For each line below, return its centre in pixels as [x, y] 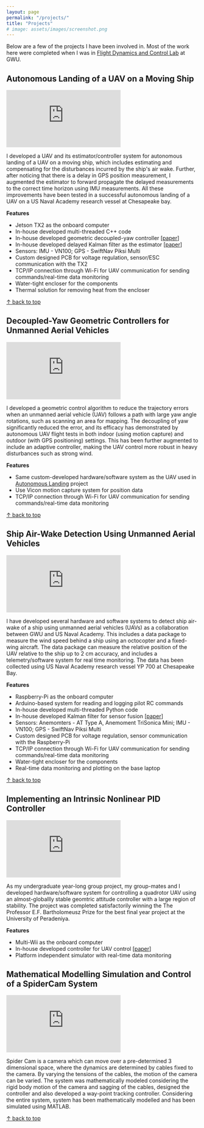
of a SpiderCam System [52, 983]
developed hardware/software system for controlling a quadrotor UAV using [101, 892]
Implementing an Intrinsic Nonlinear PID [83, 799]
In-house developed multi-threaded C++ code [73, 232]
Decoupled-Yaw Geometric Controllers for [88, 321]
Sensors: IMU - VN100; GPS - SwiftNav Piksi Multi [78, 251]
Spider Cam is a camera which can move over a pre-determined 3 [89, 1061]
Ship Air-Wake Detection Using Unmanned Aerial [101, 534]
